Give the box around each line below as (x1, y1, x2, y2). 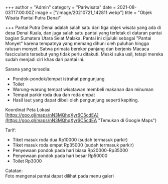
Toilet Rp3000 (12, 158, 42, 164)
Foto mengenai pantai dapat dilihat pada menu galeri (5, 173, 114, 179)
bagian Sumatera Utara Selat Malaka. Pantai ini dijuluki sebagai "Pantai (5, 35, 151, 41)
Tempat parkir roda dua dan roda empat (12, 92, 95, 97)
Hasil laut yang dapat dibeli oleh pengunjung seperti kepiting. (12, 97, 139, 103)
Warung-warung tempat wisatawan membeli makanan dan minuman (12, 86, 154, 92)
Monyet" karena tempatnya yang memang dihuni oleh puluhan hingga (5, 40, 149, 46)
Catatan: (5, 167, 23, 173)
